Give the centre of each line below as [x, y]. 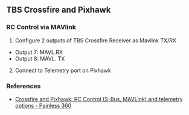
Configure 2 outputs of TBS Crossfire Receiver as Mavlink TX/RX [96, 40]
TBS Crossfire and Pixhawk [59, 10]
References [24, 86]
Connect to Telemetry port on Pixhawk [63, 70]
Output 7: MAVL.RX [39, 52]
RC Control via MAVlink [41, 27]
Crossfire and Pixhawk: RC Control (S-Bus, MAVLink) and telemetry [99, 99]
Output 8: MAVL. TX [40, 58]
